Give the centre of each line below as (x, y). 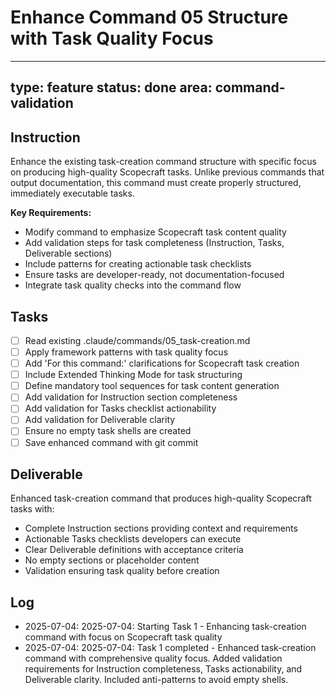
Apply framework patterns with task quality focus (126, 352)
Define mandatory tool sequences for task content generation (152, 386)
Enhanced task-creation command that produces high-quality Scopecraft (161, 498)
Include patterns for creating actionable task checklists (138, 264)
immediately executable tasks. (72, 193)
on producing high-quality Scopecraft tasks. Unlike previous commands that (167, 172)
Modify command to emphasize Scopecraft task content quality (155, 232)
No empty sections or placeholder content (112, 560)
